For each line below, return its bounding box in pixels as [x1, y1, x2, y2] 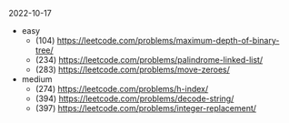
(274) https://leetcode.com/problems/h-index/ [35, 84, 209, 94]
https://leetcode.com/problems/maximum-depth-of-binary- [56, 36, 280, 46]
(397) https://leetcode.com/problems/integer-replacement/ [35, 103, 256, 113]
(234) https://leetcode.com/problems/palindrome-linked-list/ [35, 55, 264, 65]
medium [21, 74, 53, 85]
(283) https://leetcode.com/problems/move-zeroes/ [35, 64, 231, 75]
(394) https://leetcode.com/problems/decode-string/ [35, 93, 234, 104]
